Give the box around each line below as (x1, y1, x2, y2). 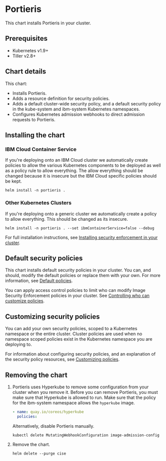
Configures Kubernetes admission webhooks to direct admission (12, 111, 145, 117)
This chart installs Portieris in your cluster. (5, 20, 91, 26)
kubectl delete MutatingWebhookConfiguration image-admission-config (12, 433, 160, 438)
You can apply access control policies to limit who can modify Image (5, 287, 146, 293)
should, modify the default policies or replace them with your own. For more (5, 273, 161, 278)
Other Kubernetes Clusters (5, 199, 72, 206)
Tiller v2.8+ (12, 53, 36, 59)
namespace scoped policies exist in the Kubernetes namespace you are (5, 336, 153, 342)
